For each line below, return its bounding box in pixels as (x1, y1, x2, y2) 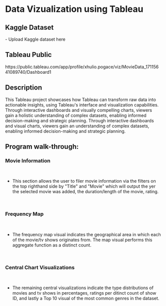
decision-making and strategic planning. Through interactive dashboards (5, 117, 154, 123)
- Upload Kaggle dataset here (5, 36, 66, 42)
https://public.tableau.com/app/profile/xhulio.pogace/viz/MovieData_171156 (5, 63, 159, 70)
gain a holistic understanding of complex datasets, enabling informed (5, 112, 147, 118)
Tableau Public (5, 51, 52, 59)
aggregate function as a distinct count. (12, 242, 92, 248)
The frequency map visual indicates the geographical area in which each (12, 231, 161, 237)
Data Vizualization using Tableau (5, 3, 144, 15)
